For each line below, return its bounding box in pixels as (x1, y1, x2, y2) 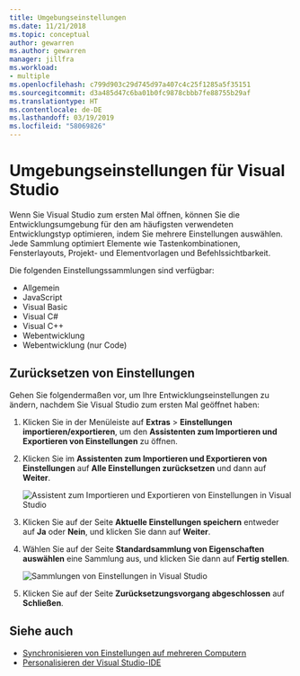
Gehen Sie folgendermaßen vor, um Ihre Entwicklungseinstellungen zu (9, 389, 269, 400)
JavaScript (22, 291, 63, 302)
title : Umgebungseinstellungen (9, 13, 127, 22)
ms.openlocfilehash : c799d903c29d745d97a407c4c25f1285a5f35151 (9, 80, 251, 89)
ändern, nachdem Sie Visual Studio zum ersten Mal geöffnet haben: (9, 399, 260, 410)
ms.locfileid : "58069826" (9, 122, 106, 131)
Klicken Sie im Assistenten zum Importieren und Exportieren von (22, 453, 268, 464)
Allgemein (22, 282, 60, 293)
